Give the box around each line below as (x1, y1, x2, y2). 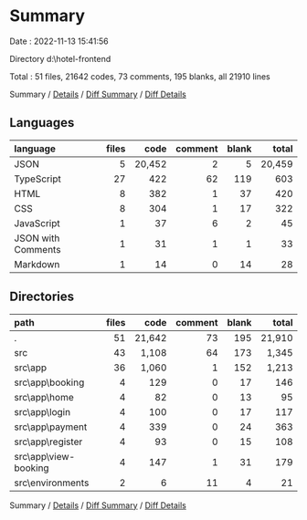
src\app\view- (14, 450, 76, 463)
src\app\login (14, 405, 71, 418)
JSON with (14, 232, 60, 244)
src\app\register (14, 435, 83, 448)
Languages (9, 115, 75, 130)
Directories (9, 289, 75, 305)
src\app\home (14, 390, 75, 403)
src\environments (14, 476, 90, 489)
